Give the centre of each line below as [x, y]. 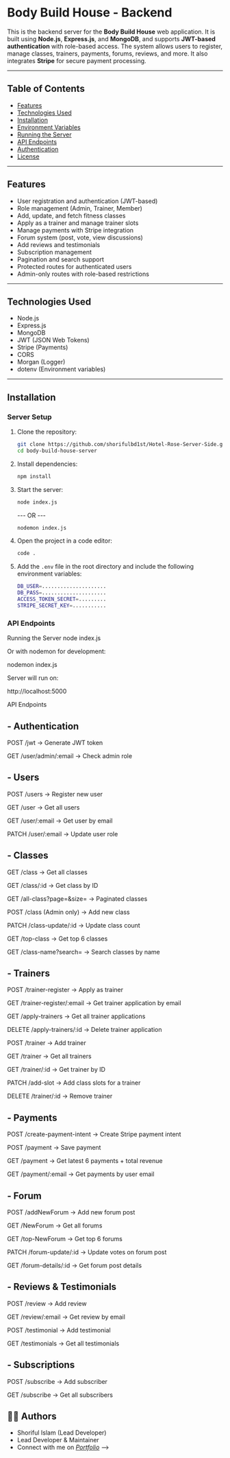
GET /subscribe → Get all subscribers [60, 1395]
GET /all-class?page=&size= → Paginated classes [77, 898]
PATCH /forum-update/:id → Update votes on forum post [87, 1252]
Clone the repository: [47, 432]
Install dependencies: [47, 464]
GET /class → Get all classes [47, 872]
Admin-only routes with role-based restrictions [83, 274]
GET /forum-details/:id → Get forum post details [75, 1265]
